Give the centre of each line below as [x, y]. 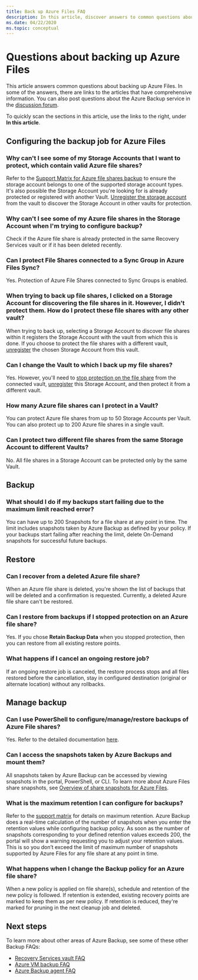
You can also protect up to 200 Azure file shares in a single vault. [85, 425]
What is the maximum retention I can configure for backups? [95, 803]
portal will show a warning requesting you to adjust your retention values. [95, 841]
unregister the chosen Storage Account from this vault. [73, 349]
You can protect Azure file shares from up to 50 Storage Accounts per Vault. [99, 418]
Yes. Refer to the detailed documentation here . [63, 740]
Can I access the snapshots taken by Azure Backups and [89, 755]
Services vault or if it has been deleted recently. [64, 245]
